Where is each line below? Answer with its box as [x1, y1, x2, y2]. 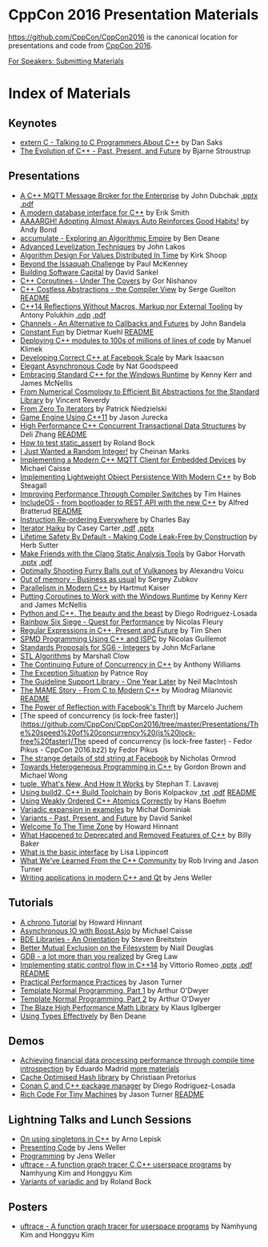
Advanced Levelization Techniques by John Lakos [19, 242, 186, 251]
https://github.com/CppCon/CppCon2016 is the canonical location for [8, 32, 238, 42]
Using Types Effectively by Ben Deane [19, 1011, 146, 1021]
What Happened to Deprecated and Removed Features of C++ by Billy [19, 830, 252, 839]
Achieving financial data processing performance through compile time [19, 1055, 254, 1065]
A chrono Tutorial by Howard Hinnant [19, 917, 142, 927]
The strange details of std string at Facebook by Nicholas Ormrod [19, 753, 237, 763]
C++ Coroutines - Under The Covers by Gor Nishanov [19, 275, 198, 286]
